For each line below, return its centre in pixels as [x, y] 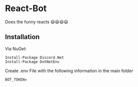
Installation [22, 37]
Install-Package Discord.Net [34, 58]
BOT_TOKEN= [16, 80]
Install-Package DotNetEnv [32, 62]
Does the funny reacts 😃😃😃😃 [37, 22]
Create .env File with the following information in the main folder [69, 71]
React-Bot [26, 8]
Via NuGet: [16, 48]
